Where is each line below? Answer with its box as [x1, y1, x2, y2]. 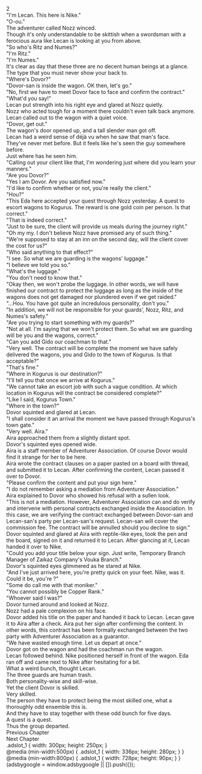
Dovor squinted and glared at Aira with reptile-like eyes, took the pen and [6, 530, 188, 537]
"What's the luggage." [6, 268, 61, 275]
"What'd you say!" [6, 95, 52, 102]
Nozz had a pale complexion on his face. [6, 607, 107, 614]
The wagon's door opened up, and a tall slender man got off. [6, 127, 157, 134]
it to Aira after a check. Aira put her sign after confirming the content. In [6, 620, 183, 627]
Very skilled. [6, 690, 37, 697]
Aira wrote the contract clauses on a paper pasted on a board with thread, [6, 460, 190, 467]
